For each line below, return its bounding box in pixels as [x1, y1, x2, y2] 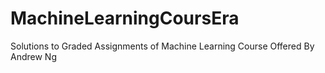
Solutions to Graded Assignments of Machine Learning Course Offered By [10, 40, 315, 52]
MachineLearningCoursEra [10, 7, 240, 30]
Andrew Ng [10, 50, 57, 62]
